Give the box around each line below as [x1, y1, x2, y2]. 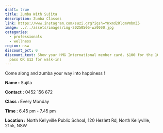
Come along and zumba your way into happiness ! [5, 70, 105, 76]
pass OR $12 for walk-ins [9, 57, 62, 62]
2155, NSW [5, 123, 27, 129]
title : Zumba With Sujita [5, 12, 57, 17]
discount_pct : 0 [5, 48, 38, 53]
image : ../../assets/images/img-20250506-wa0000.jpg [5, 25, 114, 30]
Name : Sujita [5, 80, 33, 86]
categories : [5, 30, 29, 35]
